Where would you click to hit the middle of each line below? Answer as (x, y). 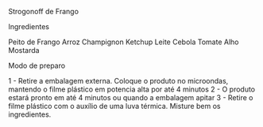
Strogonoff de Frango (44, 11)
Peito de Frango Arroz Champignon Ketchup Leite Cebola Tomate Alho (124, 42)
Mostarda (24, 50)
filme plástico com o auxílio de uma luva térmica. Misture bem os (114, 106)
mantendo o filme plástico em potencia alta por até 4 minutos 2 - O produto (132, 89)
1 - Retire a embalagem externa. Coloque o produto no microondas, (118, 81)
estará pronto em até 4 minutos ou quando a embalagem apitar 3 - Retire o (131, 97)
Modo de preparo (37, 65)
